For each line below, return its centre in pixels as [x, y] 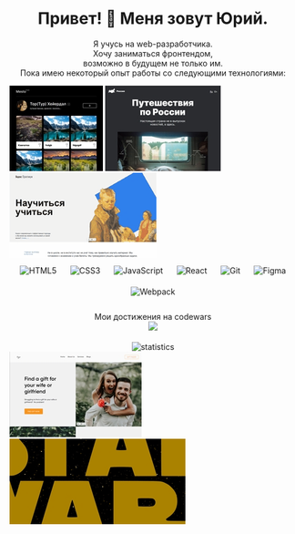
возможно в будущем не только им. [153, 63]
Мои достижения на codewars [153, 316]
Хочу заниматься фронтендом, [153, 53]
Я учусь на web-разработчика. [153, 44]
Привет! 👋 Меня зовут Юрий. [153, 19]
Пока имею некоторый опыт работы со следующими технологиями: [153, 73]
